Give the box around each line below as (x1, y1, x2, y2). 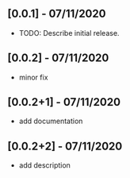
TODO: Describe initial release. (18, 28, 120, 37)
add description (18, 161, 71, 170)
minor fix (18, 72, 48, 82)
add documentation (18, 116, 83, 126)
